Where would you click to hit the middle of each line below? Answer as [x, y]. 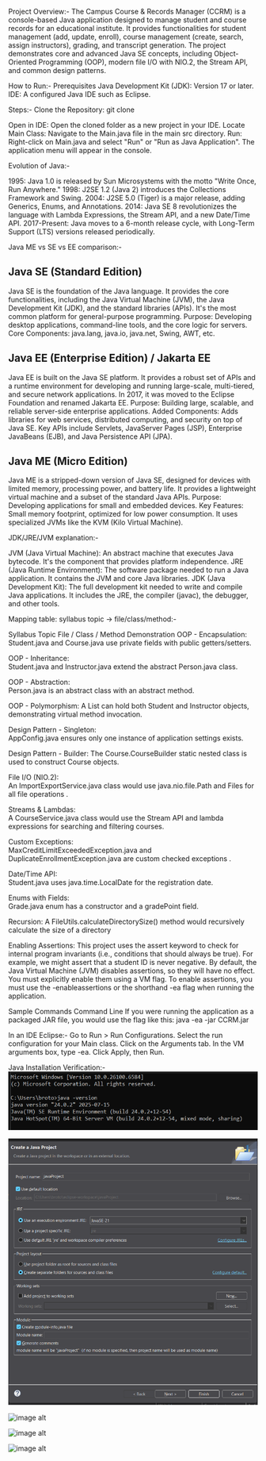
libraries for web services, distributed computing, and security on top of [125, 419]
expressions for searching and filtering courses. [86, 827]
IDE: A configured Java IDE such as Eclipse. [80, 94]
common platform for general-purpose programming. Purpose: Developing [130, 316]
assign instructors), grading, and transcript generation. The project [117, 45]
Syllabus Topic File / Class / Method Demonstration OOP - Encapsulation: [128, 635]
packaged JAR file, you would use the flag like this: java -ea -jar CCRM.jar [129, 1020]
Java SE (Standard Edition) [75, 272]
